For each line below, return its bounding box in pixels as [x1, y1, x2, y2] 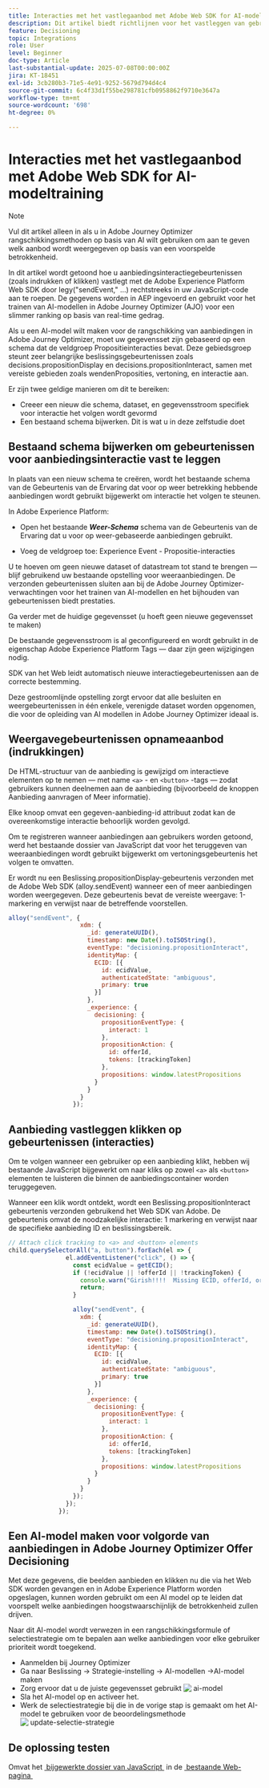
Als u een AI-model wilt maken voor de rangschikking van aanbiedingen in [8, 326, 254, 336]
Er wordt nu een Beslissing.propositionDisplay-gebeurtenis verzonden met [8, 873, 254, 882]
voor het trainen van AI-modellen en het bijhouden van [58, 587, 240, 597]
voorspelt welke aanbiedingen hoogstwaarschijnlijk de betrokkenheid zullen [8, 1601, 259, 1611]
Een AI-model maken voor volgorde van [8, 1529, 210, 1543]
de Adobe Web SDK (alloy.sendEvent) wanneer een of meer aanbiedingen [8, 881, 252, 891]
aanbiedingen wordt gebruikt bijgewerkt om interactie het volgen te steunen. [8, 491, 261, 500]
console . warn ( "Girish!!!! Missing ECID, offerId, [79, 1276, 252, 1285]
